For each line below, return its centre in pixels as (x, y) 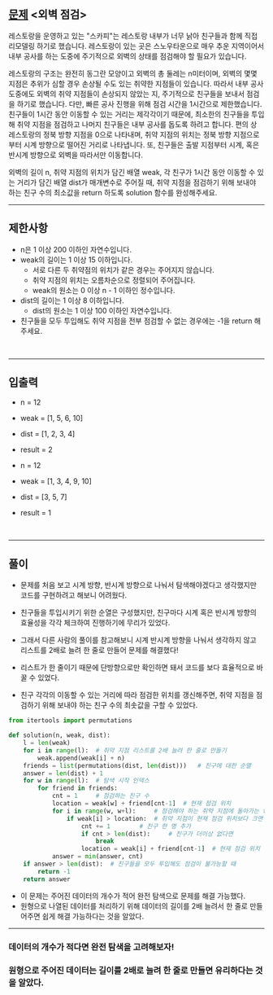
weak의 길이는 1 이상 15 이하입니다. (76, 260)
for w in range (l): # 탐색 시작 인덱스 (87, 781)
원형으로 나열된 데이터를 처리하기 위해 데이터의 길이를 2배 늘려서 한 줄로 (134, 905)
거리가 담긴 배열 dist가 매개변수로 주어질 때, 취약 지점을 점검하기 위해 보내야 (136, 182)
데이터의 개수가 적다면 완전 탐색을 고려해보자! (91, 947)
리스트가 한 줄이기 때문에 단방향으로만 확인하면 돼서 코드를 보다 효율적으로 (137, 668)
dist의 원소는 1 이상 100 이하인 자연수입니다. (102, 310)
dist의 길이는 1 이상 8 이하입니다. (72, 300)
